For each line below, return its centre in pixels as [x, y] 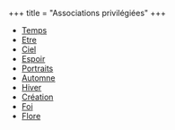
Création [37, 97]
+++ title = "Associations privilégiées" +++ [87, 13]
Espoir [33, 59]
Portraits [37, 68]
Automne [38, 78]
